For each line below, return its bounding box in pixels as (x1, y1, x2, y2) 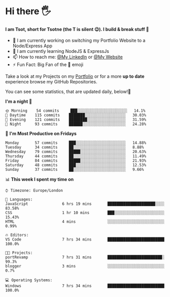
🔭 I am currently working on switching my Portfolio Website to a (12, 38, 146, 44)
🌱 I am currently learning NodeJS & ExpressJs (12, 48, 109, 54)
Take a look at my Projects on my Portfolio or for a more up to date (5, 73, 145, 79)
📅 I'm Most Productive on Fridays (5, 131, 77, 137)
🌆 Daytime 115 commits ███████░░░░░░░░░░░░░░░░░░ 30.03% (5, 113, 146, 118)
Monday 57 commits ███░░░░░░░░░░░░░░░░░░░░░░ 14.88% (5, 140, 146, 145)
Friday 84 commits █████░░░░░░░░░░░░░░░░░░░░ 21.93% (5, 158, 146, 163)
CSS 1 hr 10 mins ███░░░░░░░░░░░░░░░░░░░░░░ (5, 211, 165, 216)
